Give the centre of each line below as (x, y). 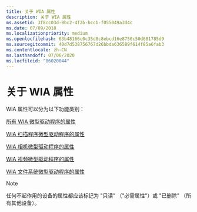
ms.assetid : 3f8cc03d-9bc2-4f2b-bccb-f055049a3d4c (69, 22)
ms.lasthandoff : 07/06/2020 (41, 55)
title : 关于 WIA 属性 (31, 11)
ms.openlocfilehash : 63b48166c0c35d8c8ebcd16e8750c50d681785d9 (85, 39)
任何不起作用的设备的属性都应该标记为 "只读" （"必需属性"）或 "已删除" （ (96, 196)
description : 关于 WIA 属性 (39, 17)
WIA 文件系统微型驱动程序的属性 (46, 172)
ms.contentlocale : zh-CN (36, 50)
